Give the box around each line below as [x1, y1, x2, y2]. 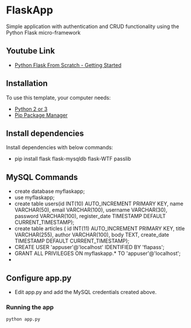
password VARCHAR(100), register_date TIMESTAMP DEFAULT [14, 213, 166, 220]
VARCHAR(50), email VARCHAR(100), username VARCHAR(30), [14, 206, 168, 213]
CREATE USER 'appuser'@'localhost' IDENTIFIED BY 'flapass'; [14, 244, 165, 251]
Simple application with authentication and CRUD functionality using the [6, 23, 179, 30]
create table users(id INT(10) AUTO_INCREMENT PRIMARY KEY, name [14, 200, 184, 208]
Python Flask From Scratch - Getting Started [14, 61, 121, 68]
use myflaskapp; [14, 194, 55, 201]
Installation [6, 78, 48, 88]
